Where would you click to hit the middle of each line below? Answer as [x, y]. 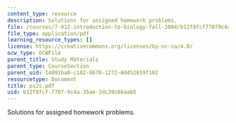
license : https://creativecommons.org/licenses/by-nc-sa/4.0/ [100, 46]
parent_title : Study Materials [53, 60]
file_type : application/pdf [48, 33]
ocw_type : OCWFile [34, 53]
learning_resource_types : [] [50, 40]
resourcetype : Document [42, 79]
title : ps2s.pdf [31, 86]
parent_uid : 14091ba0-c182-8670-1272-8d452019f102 [83, 72]
